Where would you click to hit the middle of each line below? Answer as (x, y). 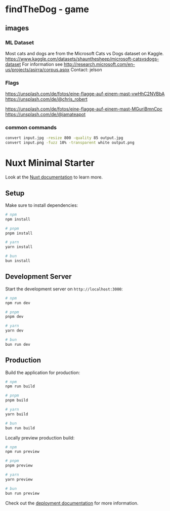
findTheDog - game (47, 9)
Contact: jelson (86, 69)
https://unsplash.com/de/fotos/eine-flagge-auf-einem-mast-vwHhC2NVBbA (85, 94)
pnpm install (19, 233)
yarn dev (14, 331)
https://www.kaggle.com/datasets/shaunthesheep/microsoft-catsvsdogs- (82, 59)
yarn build (17, 414)
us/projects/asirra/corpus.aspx (37, 69)
